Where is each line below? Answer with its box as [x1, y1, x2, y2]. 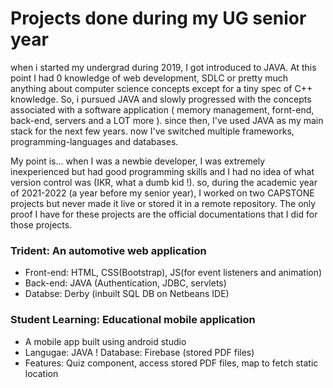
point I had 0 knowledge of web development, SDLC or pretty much [10, 72, 289, 84]
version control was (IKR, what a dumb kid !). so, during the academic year [10, 176, 318, 188]
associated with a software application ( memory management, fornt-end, [10, 103, 315, 116]
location [24, 367, 59, 379]
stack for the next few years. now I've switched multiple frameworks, [10, 125, 295, 137]
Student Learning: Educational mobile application [10, 313, 256, 327]
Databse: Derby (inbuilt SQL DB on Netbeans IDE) [24, 288, 230, 300]
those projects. [10, 218, 73, 231]
